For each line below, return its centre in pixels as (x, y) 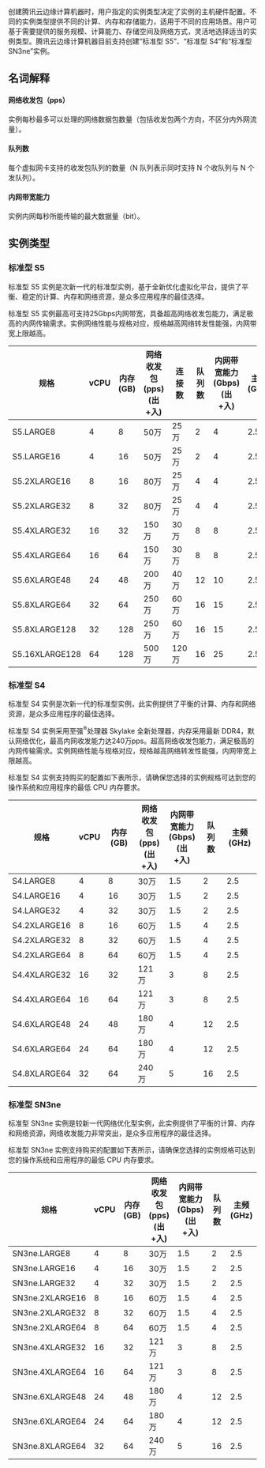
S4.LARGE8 (34, 881)
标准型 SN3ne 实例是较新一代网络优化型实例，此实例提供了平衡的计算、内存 (132, 1123)
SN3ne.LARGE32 (44, 1283)
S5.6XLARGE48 (41, 579)
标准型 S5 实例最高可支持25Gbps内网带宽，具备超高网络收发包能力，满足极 (131, 313)
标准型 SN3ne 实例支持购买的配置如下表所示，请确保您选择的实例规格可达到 (132, 1149)
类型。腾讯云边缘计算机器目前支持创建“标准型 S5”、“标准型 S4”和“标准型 (133, 41)
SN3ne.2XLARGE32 (49, 1312)
